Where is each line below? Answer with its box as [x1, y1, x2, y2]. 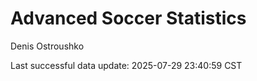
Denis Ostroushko [10, 40, 85, 52]
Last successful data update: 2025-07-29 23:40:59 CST [10, 59, 243, 71]
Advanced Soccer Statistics [10, 7, 247, 30]
